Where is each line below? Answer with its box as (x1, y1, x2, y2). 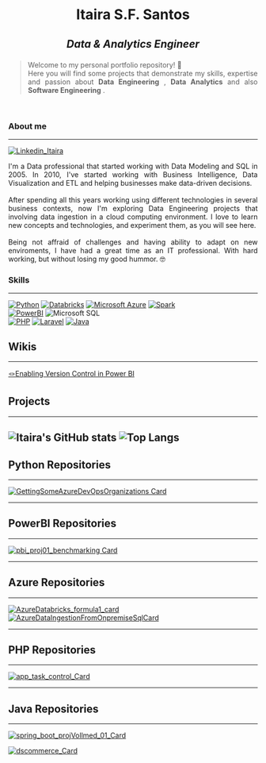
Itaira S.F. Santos (76, 6, 190, 24)
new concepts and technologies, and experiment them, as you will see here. (8, 220, 256, 229)
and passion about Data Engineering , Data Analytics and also (27, 77, 258, 87)
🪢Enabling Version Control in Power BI (8, 368, 135, 378)
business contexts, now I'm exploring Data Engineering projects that (8, 203, 258, 213)
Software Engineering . (27, 85, 105, 94)
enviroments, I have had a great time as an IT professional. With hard (8, 245, 258, 255)
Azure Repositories (8, 576, 105, 589)
